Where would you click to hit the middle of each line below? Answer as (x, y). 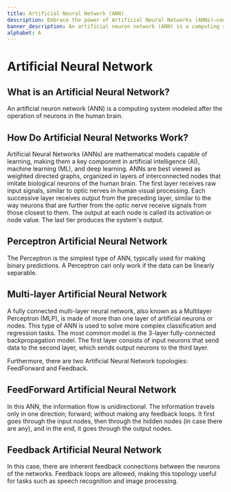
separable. (22, 272)
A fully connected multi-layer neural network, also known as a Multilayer (109, 311)
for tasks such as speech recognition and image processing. (93, 481)
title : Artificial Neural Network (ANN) (66, 13)
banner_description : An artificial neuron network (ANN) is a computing (113, 26)
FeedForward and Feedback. (48, 368)
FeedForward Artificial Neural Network (92, 390)
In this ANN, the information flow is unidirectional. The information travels (111, 406)
